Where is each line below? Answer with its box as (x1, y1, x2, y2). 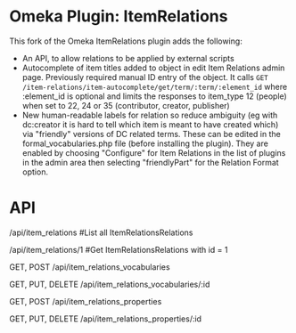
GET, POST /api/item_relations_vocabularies (9, 261, 171, 272)
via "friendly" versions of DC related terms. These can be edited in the (21, 128, 281, 139)
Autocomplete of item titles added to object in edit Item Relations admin (21, 62, 285, 73)
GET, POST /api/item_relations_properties (9, 296, 162, 306)
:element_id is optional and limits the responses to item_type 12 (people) (21, 91, 287, 102)
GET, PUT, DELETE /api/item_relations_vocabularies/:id (9, 279, 210, 289)
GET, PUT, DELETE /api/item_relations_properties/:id (9, 313, 202, 324)
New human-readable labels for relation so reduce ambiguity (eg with (21, 110, 278, 120)
